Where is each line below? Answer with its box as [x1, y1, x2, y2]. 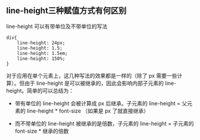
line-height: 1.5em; [17, 50, 68, 56]
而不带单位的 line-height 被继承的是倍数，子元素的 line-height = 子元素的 [14, 120, 194, 127]
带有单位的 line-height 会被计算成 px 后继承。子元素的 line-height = [14, 99, 181, 106]
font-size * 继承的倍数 [14, 127, 69, 135]
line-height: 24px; [17, 39, 66, 46]
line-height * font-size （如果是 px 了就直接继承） [26, 107, 149, 114]
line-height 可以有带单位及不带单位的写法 [6, 23, 107, 30]
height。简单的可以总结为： [6, 87, 75, 94]
